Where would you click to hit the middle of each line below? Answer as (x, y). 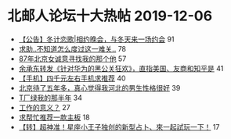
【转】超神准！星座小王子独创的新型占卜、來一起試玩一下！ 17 (119, 127)
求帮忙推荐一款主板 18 (54, 117)
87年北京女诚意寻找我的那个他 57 (72, 59)
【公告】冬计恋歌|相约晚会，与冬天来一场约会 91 (96, 39)
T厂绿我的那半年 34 (51, 98)
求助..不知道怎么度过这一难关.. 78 (72, 48)
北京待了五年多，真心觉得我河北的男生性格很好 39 (99, 87)
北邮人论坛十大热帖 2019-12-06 (110, 16)
